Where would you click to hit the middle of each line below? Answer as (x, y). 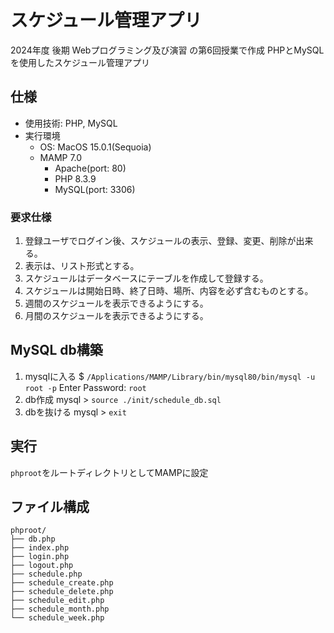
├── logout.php (42, 566)
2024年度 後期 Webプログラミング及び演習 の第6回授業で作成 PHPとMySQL (167, 50)
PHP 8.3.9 (75, 178)
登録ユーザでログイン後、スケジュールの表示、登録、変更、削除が (160, 241)
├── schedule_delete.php (62, 592)
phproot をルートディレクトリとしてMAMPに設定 (109, 472)
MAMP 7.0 (61, 157)
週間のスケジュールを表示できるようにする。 (116, 303)
